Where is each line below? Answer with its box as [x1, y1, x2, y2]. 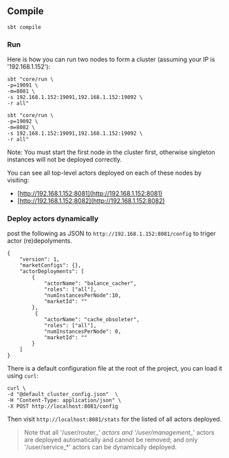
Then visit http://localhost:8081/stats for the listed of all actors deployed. [7, 415, 222, 424]
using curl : [7, 371, 39, 380]
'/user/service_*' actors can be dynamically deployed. [23, 443, 177, 451]
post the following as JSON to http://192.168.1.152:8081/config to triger [7, 230, 216, 238]
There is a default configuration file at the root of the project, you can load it [7, 364, 222, 373]
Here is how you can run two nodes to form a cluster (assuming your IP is [7, 55, 215, 64]
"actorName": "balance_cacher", [43, 280, 137, 287]
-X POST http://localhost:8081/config [7, 403, 118, 410]
